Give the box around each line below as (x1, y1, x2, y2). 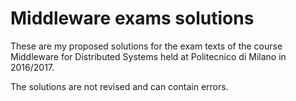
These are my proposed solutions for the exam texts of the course (10, 40, 283, 52)
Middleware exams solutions (10, 7, 255, 30)
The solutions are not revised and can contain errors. (10, 80, 229, 92)
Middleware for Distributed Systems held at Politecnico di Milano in (10, 50, 287, 62)
